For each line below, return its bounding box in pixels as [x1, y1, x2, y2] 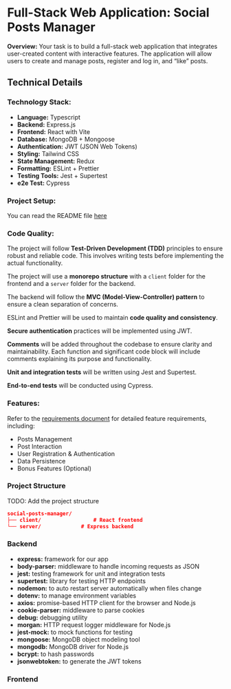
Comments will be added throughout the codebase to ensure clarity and [7, 340, 212, 349]
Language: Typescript [16, 113, 81, 121]
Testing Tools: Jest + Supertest [16, 171, 108, 179]
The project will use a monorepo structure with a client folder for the [7, 272, 206, 281]
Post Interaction [16, 442, 63, 450]
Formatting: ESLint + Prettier [16, 164, 100, 173]
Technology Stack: [7, 98, 71, 107]
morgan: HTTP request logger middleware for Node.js [16, 620, 171, 628]
